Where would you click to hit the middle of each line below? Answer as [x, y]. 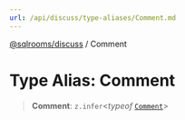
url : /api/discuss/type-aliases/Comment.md [93, 18]
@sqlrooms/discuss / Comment [68, 44]
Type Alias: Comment [92, 80]
